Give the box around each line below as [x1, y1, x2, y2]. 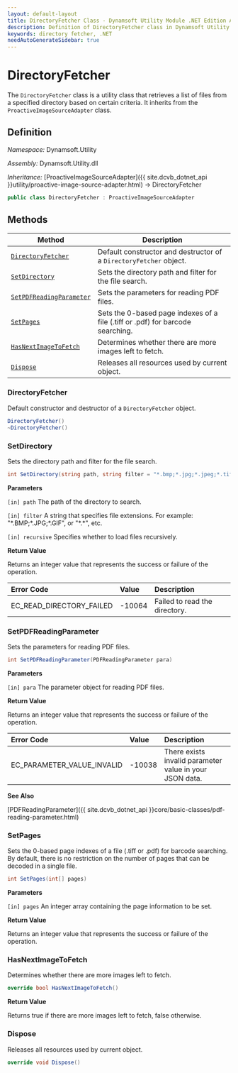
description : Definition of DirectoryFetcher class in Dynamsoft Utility [7, 23, 230, 31]
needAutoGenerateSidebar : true [7, 37, 100, 44]
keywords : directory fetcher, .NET [7, 30, 113, 38]
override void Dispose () [7, 1059, 81, 1066]
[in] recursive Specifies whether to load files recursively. [7, 532, 178, 541]
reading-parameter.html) [7, 813, 79, 821]
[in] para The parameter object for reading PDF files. [7, 683, 164, 691]
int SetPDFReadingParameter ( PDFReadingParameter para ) [7, 656, 173, 664]
